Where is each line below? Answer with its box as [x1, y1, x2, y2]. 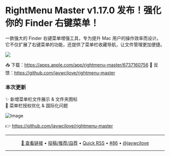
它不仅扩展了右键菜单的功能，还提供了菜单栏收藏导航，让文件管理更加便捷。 [5, 41, 165, 47]
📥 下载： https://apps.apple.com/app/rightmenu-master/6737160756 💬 [5, 61, 153, 68]
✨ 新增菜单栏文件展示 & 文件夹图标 [5, 96, 78, 102]
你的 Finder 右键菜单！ [5, 17, 100, 29]
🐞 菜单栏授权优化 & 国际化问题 [5, 103, 68, 109]
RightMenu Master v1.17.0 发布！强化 [5, 5, 161, 16]
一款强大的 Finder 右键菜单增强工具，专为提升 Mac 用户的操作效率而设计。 [5, 35, 161, 41]
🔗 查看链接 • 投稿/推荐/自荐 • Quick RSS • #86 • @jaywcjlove [21, 140, 149, 146]
